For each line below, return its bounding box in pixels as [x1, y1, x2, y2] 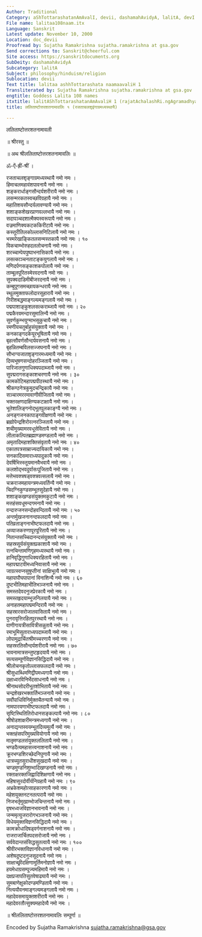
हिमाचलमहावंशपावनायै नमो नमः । [6, 181, 69, 188]
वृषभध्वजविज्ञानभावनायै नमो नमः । [6, 804, 70, 812]
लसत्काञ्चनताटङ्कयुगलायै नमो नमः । [6, 255, 79, 263]
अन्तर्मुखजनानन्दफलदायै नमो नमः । [6, 513, 73, 520]
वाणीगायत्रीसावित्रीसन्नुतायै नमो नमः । [6, 621, 74, 628]
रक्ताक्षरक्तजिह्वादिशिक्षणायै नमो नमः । [6, 771, 76, 778]
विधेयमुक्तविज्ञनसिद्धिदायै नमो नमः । [6, 818, 73, 826]
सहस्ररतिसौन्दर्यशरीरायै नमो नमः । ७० [6, 642, 78, 649]
